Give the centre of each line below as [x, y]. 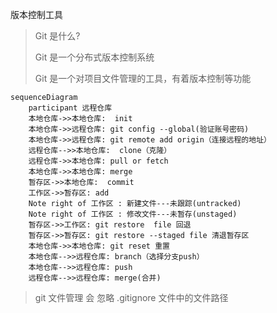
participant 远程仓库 [70, 108]
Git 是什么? [57, 36]
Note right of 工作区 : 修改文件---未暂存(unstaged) [133, 214]
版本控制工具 [36, 14]
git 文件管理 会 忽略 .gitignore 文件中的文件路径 [131, 297]
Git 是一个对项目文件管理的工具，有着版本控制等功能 [143, 78]
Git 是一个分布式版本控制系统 [94, 57]
